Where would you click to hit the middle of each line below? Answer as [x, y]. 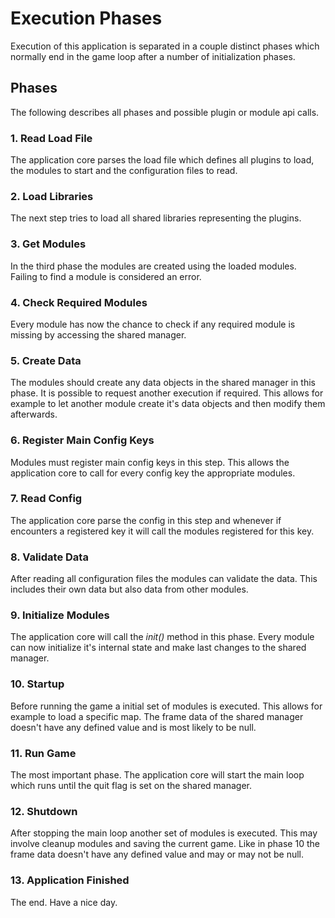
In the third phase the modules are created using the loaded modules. [153, 266]
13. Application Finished [70, 880]
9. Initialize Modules [60, 615]
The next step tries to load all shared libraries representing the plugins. [156, 218]
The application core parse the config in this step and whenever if [146, 520]
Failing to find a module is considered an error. [106, 276]
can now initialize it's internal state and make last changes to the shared [158, 648]
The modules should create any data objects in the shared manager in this [163, 383]
